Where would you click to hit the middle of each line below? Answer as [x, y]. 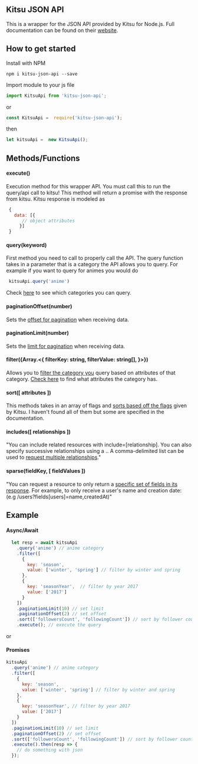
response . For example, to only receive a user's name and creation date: [94, 490]
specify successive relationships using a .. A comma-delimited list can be [95, 451]
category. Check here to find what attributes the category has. [82, 379]
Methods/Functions [43, 158]
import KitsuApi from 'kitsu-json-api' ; [57, 96]
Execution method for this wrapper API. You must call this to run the [88, 186]
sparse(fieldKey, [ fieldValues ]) [46, 471]
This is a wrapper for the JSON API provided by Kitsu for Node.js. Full [90, 24]
